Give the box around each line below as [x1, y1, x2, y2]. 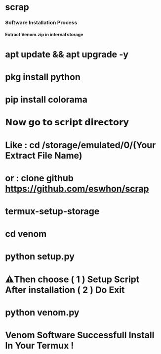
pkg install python [5, 71, 80, 83]
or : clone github [5, 172, 74, 184]
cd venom [5, 228, 47, 240]
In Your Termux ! [5, 340, 74, 351]
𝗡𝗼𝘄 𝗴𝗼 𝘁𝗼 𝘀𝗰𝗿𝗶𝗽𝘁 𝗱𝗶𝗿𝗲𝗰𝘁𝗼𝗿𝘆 [5, 117, 129, 128]
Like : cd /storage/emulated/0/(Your [5, 139, 156, 151]
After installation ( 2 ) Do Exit [5, 284, 125, 296]
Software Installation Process [5, 19, 78, 26]
